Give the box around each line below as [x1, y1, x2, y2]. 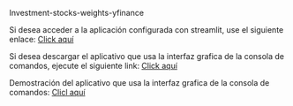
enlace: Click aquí [9, 34, 74, 44]
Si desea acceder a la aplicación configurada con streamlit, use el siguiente [9, 25, 284, 34]
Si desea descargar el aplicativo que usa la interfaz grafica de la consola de [9, 51, 285, 61]
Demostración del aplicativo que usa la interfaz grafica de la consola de [9, 78, 270, 87]
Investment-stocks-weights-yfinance [9, 8, 144, 18]
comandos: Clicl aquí [9, 87, 86, 97]
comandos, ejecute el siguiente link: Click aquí [9, 61, 178, 71]
